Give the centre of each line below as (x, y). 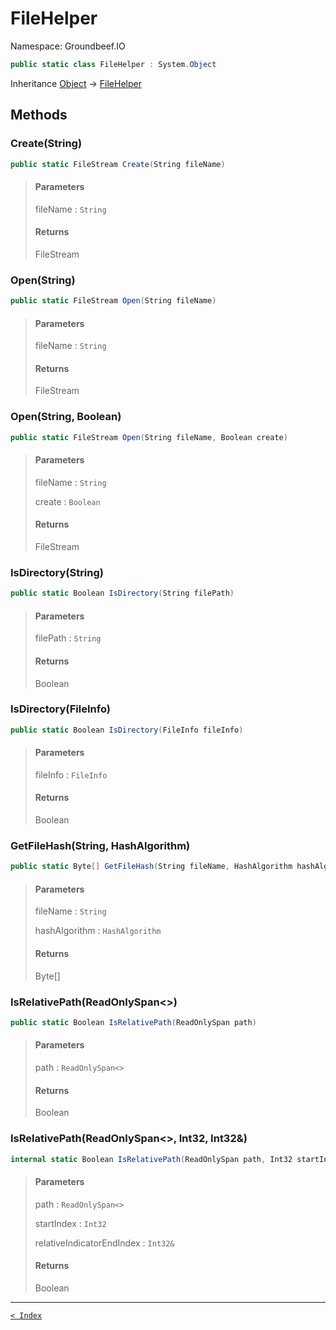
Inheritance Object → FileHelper (76, 83)
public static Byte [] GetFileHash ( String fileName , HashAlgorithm (151, 867)
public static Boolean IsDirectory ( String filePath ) (122, 593)
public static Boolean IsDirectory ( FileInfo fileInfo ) (127, 730)
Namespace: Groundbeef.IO (68, 46)
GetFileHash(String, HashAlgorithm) (100, 846)
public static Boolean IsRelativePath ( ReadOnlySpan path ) (133, 1022)
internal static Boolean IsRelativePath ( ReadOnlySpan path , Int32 (151, 1159)
